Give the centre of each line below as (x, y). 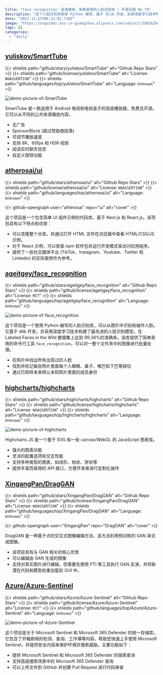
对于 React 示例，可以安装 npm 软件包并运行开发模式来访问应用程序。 (82, 246)
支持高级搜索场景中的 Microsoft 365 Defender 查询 (63, 661)
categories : (17, 32)
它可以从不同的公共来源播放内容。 (39, 114)
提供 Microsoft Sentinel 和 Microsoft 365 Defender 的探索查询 (73, 655)
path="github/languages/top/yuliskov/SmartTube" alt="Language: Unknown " (80, 84)
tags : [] (14, 28)
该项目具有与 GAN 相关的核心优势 (46, 552)
